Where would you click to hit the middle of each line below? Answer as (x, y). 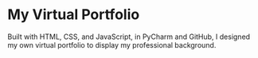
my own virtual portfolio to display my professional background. (112, 44)
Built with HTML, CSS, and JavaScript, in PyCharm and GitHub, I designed (129, 37)
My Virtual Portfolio (74, 15)
